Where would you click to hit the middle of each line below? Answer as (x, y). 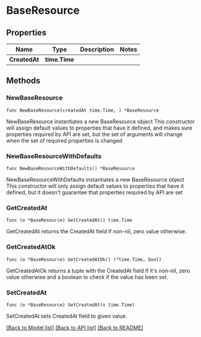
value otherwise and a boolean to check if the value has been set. (87, 277)
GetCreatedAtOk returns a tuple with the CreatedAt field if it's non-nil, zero (98, 270)
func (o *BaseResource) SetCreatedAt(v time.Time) (71, 305)
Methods (23, 81)
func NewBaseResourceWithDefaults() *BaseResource (71, 168)
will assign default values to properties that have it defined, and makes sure (99, 128)
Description (97, 49)
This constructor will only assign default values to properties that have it (95, 186)
